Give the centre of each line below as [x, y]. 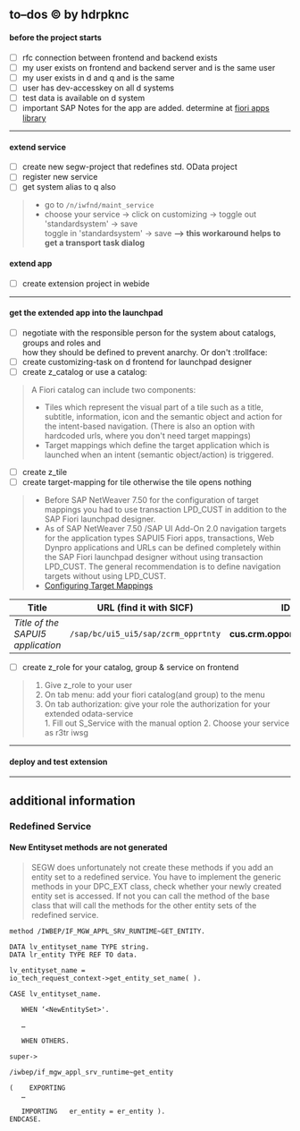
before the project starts [56, 37]
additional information [72, 800]
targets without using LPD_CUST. [105, 576]
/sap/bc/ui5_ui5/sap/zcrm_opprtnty [146, 634]
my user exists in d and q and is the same [98, 77]
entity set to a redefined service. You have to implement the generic [156, 877]
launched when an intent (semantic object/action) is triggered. [159, 455]
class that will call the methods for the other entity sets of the [144, 905]
